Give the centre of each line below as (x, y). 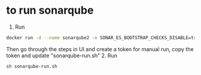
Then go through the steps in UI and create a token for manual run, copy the (100, 49)
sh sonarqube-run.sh (32, 66)
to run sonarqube (50, 10)
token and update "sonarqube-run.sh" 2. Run (62, 55)
